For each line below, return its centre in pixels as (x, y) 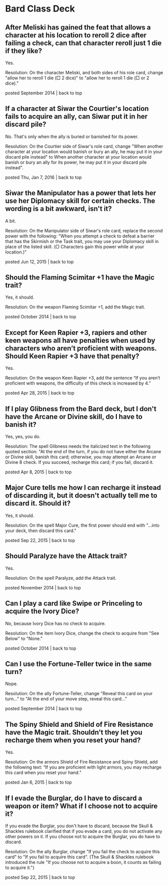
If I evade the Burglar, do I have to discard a (74, 798)
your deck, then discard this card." (41, 531)
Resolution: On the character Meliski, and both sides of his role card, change (84, 73)
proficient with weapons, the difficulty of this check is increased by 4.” (78, 383)
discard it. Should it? (38, 503)
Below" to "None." (24, 639)
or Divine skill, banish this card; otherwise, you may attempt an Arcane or (81, 457)
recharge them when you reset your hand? (73, 740)
